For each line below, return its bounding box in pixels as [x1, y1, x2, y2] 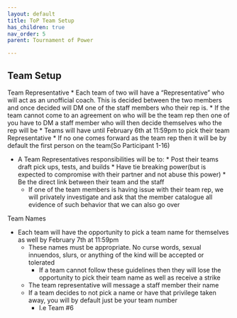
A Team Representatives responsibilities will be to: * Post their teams [17, 154, 219, 164]
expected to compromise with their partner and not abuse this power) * [17, 170, 226, 179]
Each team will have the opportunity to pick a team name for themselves [17, 228, 229, 236]
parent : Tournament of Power [7, 37, 94, 44]
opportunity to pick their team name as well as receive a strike [38, 273, 221, 282]
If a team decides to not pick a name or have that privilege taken [28, 288, 216, 297]
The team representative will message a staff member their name [28, 280, 219, 289]
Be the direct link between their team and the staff [17, 177, 165, 186]
